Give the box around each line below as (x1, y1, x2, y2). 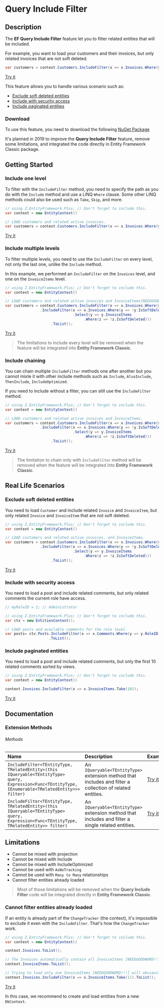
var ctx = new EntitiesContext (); (5, 618, 76, 623)
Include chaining (5, 357, 45, 364)
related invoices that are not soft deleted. (5, 56, 88, 62)
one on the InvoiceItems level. (5, 276, 66, 282)
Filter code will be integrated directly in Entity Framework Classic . (17, 892, 152, 898)
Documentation (5, 710, 54, 718)
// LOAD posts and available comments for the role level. (5, 627, 128, 632)
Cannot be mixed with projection (12, 851, 78, 857)
